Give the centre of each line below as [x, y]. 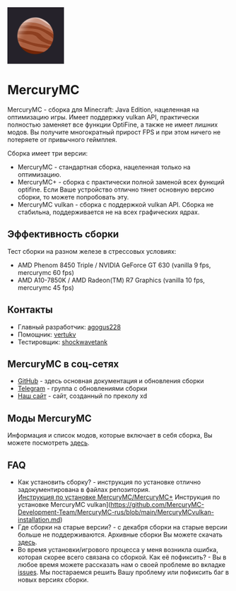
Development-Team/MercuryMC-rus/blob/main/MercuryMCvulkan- [116, 512]
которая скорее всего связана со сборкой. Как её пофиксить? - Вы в [122, 557]
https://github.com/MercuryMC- [158, 504]
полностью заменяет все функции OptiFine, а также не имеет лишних [113, 124]
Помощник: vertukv [47, 334]
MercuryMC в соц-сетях [63, 364]
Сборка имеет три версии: [48, 153]
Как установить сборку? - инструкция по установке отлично [109, 482]
